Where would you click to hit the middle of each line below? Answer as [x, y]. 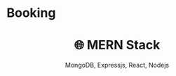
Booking [31, 13]
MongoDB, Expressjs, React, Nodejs [117, 65]
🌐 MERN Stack [117, 45]
